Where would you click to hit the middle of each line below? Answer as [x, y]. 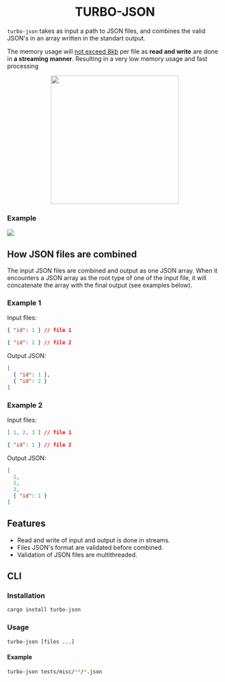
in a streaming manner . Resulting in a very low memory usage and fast [107, 58]
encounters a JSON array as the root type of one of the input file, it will [107, 278]
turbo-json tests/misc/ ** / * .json [55, 672]
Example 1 [24, 303]
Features [26, 523]
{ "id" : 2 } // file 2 [39, 343]
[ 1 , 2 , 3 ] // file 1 [39, 432]
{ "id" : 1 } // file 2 [39, 445]
